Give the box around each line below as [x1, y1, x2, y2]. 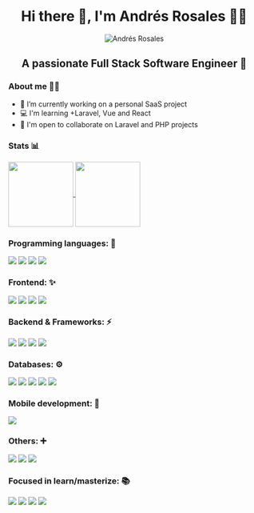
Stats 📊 [8, 140, 40, 151]
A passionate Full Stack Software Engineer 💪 [21, 57, 248, 70]
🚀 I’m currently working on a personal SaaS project [19, 99, 188, 109]
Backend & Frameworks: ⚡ [8, 316, 112, 327]
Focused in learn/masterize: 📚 [8, 475, 130, 487]
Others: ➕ [8, 435, 47, 447]
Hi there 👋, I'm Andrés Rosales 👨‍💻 [21, 7, 248, 26]
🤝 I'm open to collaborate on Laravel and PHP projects [19, 119, 198, 129]
